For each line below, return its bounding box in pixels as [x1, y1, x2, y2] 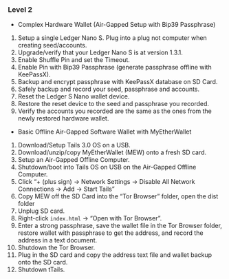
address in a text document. [17, 236, 98, 245]
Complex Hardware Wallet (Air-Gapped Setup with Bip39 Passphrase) [17, 21, 216, 29]
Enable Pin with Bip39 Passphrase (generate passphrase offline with [17, 63, 212, 72]
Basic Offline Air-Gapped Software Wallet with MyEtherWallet [17, 127, 192, 136]
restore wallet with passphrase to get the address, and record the [17, 229, 204, 237]
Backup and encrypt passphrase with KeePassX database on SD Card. [17, 78, 218, 86]
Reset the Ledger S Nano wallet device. [17, 92, 130, 101]
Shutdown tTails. [17, 265, 65, 273]
